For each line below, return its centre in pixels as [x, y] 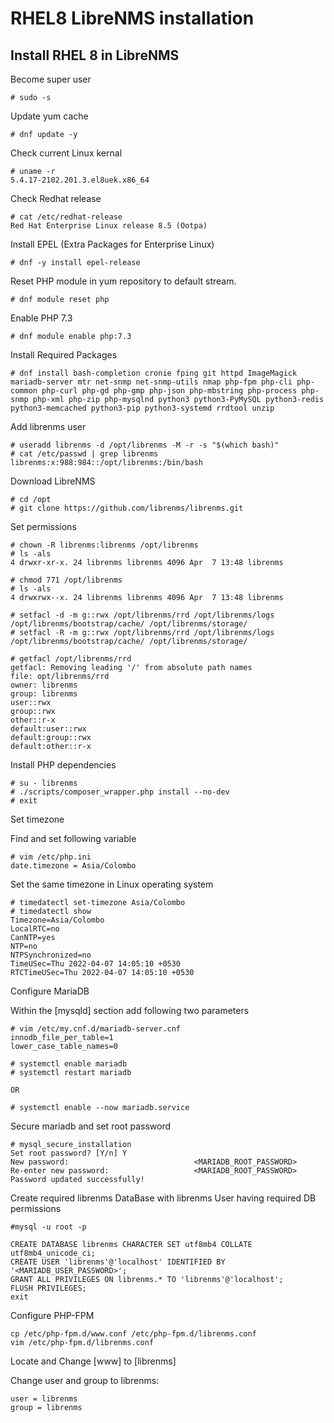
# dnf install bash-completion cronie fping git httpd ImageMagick [154, 373]
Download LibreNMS [53, 481]
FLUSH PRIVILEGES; [48, 1288]
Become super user [51, 79]
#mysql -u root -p [48, 1227]
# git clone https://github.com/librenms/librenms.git [127, 508]
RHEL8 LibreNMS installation [132, 18]
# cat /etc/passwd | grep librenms [84, 454]
